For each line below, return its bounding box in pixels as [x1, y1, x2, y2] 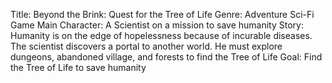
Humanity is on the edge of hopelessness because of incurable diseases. [10, 30, 313, 41]
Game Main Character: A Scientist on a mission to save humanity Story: [10, 19, 304, 31]
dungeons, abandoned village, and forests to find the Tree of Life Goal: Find [10, 51, 323, 63]
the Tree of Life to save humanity [10, 62, 147, 73]
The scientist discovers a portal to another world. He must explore [10, 40, 283, 52]
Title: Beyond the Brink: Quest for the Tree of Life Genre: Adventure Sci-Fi [10, 9, 315, 20]
